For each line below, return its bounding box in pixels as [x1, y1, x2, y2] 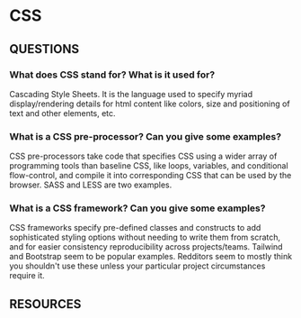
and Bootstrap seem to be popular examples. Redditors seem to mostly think [9, 251, 293, 262]
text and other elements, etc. [9, 107, 116, 118]
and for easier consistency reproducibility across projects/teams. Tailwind [9, 241, 283, 252]
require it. [9, 270, 45, 281]
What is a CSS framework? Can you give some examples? [9, 202, 266, 214]
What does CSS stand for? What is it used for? [9, 68, 216, 81]
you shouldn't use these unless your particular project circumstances [9, 260, 266, 271]
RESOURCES [9, 296, 82, 312]
